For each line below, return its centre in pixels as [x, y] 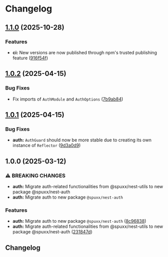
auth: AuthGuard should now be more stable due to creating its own [82, 140]
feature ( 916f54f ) [30, 58]
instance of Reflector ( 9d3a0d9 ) [47, 145]
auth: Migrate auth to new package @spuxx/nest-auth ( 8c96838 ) [79, 221]
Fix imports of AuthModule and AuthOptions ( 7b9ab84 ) [68, 99]
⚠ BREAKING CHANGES [35, 176]
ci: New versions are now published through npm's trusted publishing [85, 52]
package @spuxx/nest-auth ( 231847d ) [52, 232]
